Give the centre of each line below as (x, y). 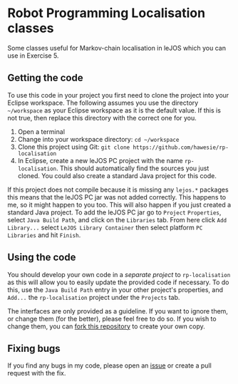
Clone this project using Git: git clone (74, 147)
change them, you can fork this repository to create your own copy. (106, 326)
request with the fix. (37, 373)
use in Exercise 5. (33, 56)
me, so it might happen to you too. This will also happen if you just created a (119, 204)
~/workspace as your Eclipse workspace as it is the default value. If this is (114, 110)
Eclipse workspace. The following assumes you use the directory (103, 103)
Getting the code (45, 78)
